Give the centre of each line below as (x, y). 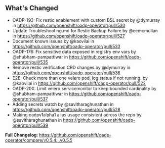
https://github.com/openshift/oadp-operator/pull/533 (66, 46)
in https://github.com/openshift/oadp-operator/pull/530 (69, 25)
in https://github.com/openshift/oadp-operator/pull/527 (68, 36)
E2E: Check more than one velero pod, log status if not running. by (80, 78)
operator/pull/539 (30, 125)
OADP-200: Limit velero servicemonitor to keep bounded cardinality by (84, 88)
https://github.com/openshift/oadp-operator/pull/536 (66, 73)
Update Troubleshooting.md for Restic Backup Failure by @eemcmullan (85, 30)
